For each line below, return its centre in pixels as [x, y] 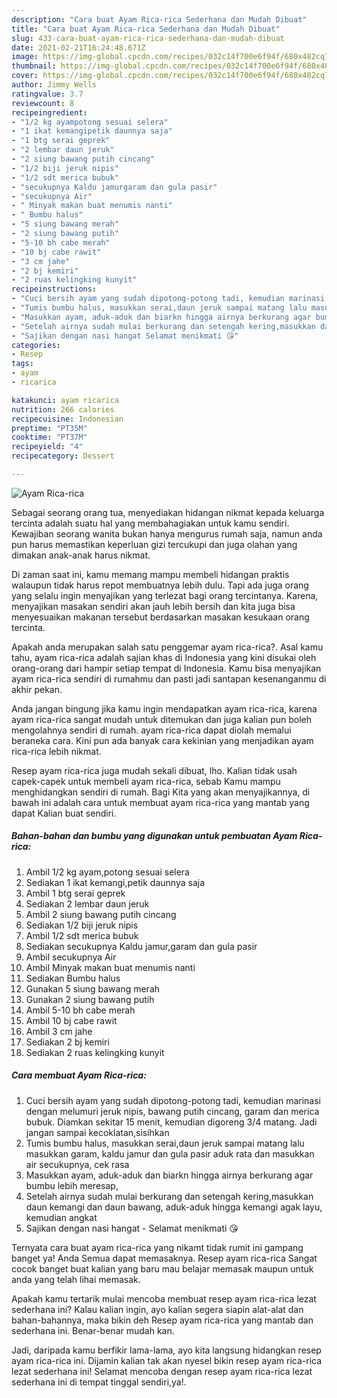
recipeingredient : [49, 112]
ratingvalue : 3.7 [47, 94]
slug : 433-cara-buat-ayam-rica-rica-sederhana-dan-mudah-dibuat [148, 38]
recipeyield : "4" [47, 447]
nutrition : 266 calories [63, 409]
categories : [36, 345]
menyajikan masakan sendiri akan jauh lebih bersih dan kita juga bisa [153, 606]
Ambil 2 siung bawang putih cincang [101, 914]
